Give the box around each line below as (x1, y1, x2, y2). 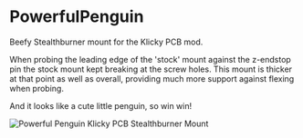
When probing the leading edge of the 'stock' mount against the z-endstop (9, 54, 292, 64)
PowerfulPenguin (9, 6, 144, 27)
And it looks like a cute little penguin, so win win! (9, 100, 193, 111)
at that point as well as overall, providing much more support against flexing (9, 73, 295, 84)
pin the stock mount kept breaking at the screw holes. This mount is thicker (9, 64, 293, 74)
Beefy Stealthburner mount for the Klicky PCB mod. (9, 36, 204, 47)
